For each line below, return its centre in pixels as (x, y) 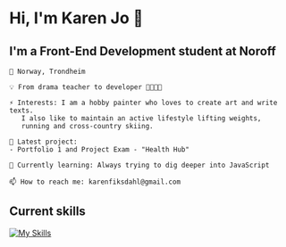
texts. (21, 111)
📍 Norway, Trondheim (48, 71)
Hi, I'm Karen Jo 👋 (76, 18)
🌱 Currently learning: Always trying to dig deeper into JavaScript (139, 165)
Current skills (48, 212)
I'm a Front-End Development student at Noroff (143, 51)
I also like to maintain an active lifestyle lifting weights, (141, 119)
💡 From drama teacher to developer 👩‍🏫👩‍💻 (86, 87)
